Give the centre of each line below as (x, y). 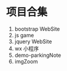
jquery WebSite (33, 41)
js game (24, 35)
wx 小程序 (27, 49)
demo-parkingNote (38, 55)
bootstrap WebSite (37, 29)
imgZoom (26, 61)
